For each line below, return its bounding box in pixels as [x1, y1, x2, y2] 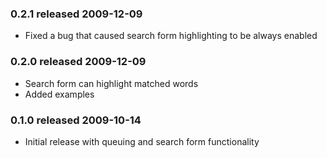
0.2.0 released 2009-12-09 [10, 55, 147, 69]
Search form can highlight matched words [24, 77, 199, 89]
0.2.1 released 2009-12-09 [10, 7, 143, 21]
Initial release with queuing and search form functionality [24, 135, 260, 147]
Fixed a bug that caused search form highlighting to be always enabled [24, 30, 318, 42]
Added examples [24, 88, 95, 100]
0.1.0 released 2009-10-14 [10, 113, 142, 127]
